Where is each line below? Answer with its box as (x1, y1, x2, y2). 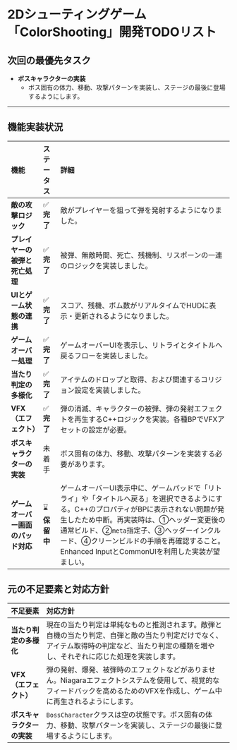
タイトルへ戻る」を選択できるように (95, 493, 216, 503)
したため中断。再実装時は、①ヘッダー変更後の (66, 514, 226, 524)
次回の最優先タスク (7, 54, 91, 66)
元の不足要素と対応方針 (7, 583, 109, 595)
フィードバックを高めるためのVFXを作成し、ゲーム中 (46, 686, 222, 696)
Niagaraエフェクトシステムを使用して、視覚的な (60, 675, 220, 685)
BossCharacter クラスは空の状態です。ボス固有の (46, 710, 206, 720)
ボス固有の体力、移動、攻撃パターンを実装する (59, 449, 216, 459)
